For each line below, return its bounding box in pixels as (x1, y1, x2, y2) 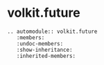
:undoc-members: (16, 40, 64, 47)
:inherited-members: (16, 52, 76, 59)
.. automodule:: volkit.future (7, 28, 98, 35)
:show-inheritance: (16, 46, 73, 53)
